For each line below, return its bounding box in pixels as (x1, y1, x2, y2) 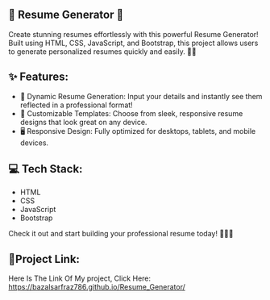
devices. (19, 138, 49, 148)
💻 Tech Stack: (8, 162, 83, 176)
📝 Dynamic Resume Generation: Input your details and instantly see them (19, 91, 263, 101)
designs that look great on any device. (19, 117, 147, 127)
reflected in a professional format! (19, 100, 133, 110)
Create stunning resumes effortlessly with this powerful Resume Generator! (8, 29, 260, 39)
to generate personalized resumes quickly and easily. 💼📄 (8, 46, 197, 56)
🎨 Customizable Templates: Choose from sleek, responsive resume (19, 108, 243, 118)
